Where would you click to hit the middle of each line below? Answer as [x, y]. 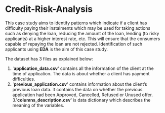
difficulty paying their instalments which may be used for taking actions [78, 28]
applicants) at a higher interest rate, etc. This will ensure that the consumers [83, 39]
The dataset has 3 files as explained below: [49, 58]
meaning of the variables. [38, 105]
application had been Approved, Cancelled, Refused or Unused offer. [82, 95]
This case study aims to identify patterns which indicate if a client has [76, 23]
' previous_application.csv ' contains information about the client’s [80, 84]
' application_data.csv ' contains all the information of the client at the [83, 68]
